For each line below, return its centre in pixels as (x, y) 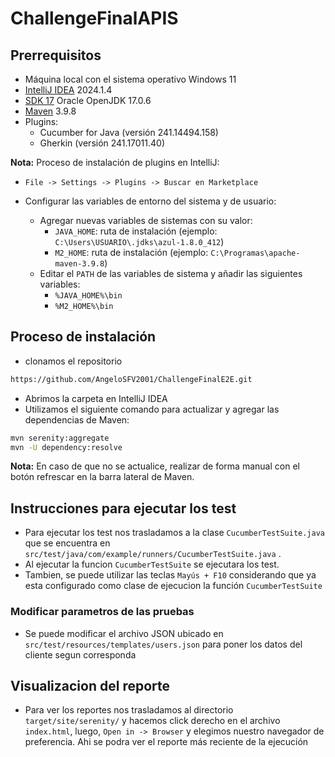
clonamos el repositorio (73, 361)
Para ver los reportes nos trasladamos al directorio (129, 710)
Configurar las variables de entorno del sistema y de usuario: (150, 201)
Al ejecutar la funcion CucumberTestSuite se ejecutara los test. (152, 564)
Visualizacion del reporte (90, 685)
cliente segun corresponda (80, 654)
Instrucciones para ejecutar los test (123, 508)
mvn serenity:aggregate (60, 438)
